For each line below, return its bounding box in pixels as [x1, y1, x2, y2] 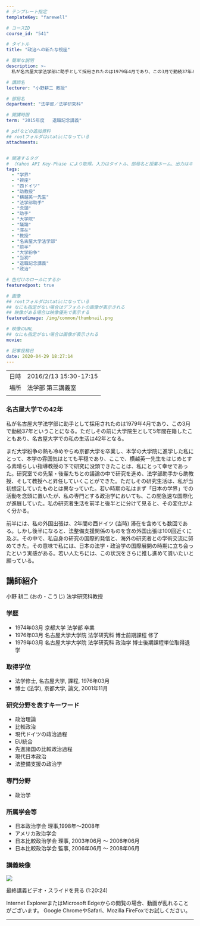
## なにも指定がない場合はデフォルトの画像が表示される [6, 304, 125, 310]
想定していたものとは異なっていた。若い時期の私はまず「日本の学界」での [11, 485, 193, 492]
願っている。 [6, 557, 37, 564]
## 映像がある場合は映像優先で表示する [6, 310, 90, 316]
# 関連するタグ [6, 155, 39, 161]
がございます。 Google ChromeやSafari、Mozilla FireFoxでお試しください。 [6, 907, 191, 914]
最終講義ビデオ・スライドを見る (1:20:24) [6, 887, 108, 894]
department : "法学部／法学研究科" [6, 101, 84, 107]
